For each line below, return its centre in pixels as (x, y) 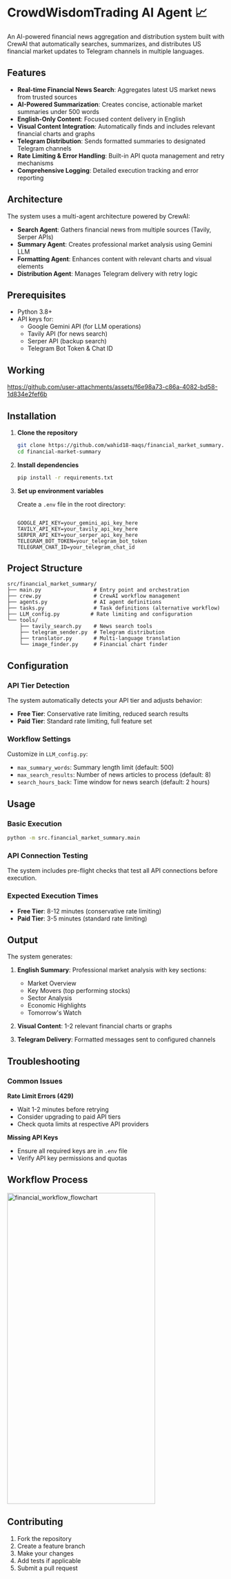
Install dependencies (48, 465)
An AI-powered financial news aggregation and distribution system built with (116, 36)
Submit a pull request (47, 1568)
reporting (30, 178)
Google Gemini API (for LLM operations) (84, 327)
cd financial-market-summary (59, 452)
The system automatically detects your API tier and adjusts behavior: (105, 701)
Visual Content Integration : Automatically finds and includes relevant (116, 126)
